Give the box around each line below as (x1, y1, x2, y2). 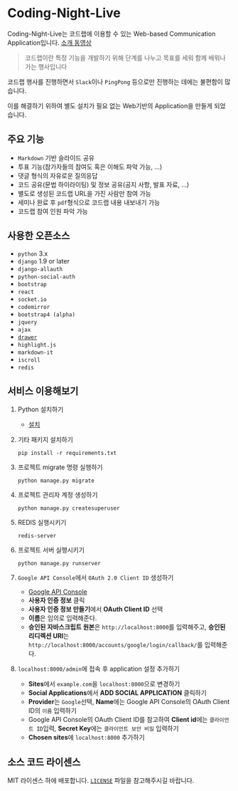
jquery (17, 318, 38, 325)
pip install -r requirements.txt (17, 450, 117, 457)
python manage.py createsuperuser (17, 505, 120, 512)
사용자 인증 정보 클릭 (28, 596, 85, 604)
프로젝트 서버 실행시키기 (17, 546, 85, 555)
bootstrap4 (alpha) (17, 311, 76, 318)
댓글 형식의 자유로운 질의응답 (17, 171, 98, 179)
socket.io (17, 295, 48, 303)
